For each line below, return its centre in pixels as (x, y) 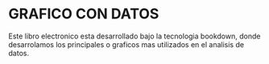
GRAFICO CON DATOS (84, 14)
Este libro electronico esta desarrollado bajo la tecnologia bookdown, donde (134, 36)
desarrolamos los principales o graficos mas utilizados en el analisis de (126, 44)
